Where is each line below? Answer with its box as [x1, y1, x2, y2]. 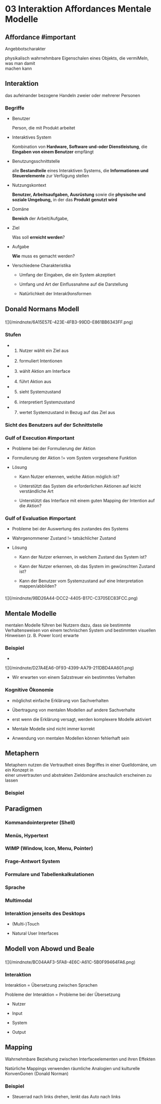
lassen [5, 777, 18, 784]
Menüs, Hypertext [5, 832, 49, 839]
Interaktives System [12, 134, 52, 140]
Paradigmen [5, 804, 42, 813]
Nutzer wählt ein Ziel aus [19, 348, 69, 353]
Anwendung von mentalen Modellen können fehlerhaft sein [12, 735, 130, 741]
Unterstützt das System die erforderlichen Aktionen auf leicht [19, 483, 141, 489]
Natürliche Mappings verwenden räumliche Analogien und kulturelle [5, 1065, 140, 1071]
